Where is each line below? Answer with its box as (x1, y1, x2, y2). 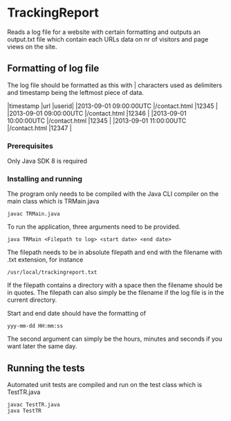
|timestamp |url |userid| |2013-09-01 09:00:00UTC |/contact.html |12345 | (7, 102, 218, 110)
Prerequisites (7, 141, 53, 150)
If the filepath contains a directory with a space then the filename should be (7, 281, 223, 289)
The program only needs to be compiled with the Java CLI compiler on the (7, 190, 219, 198)
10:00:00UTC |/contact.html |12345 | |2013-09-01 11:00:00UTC (7, 116, 187, 125)
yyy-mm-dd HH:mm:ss (7, 323, 64, 330)
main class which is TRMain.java (7, 197, 100, 206)
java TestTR (7, 407, 41, 415)
